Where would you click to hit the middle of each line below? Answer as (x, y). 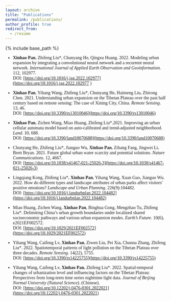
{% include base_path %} (32, 48)
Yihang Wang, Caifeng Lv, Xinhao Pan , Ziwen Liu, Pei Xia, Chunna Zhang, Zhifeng (89, 243)
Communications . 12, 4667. (38, 158)
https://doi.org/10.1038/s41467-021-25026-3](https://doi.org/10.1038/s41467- (94, 163)
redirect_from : (21, 29)
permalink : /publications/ (34, 19)
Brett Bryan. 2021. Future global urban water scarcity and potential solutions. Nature (89, 153)
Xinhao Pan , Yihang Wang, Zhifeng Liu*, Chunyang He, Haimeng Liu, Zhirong (85, 93)
